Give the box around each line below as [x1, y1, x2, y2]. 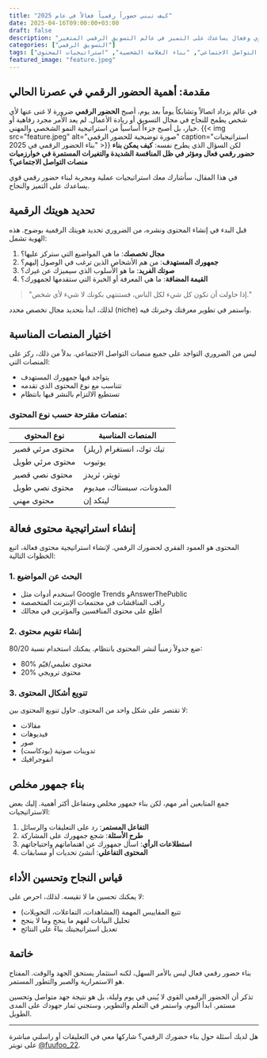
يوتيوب [82, 456, 106, 467]
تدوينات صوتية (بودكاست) [20, 746, 96, 756]
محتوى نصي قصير [13, 469, 73, 480]
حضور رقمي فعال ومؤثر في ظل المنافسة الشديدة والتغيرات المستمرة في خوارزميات [9, 148, 255, 158]
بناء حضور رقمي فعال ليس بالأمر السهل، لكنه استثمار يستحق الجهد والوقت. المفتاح [9, 968, 252, 977]
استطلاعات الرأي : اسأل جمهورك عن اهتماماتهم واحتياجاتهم [20, 839, 193, 849]
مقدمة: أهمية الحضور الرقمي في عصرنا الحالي [9, 85, 211, 99]
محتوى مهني [13, 494, 55, 506]
